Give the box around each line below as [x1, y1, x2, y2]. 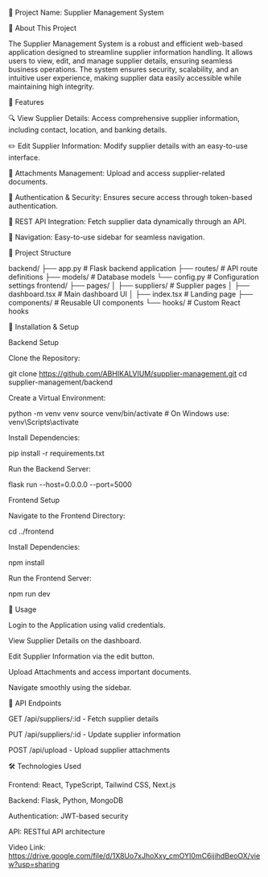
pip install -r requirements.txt [8, 448, 105, 458]
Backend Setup [8, 338, 59, 347]
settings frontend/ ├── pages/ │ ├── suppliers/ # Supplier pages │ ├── [8, 281, 250, 290]
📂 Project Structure [8, 248, 72, 257]
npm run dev [8, 589, 51, 598]
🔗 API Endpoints [8, 698, 62, 708]
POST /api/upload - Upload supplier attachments [8, 746, 171, 754]
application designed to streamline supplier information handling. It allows [8, 48, 254, 56]
